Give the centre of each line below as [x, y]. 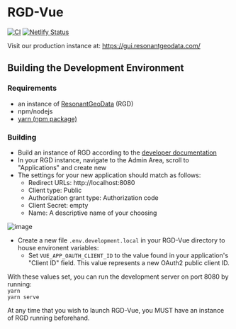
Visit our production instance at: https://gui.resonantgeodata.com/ [104, 45]
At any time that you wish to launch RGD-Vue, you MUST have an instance [116, 310]
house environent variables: [58, 247]
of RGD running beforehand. [49, 318]
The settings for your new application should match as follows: [109, 175]
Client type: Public [55, 190]
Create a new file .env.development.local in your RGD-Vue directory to [121, 240]
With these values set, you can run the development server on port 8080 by [118, 277]
